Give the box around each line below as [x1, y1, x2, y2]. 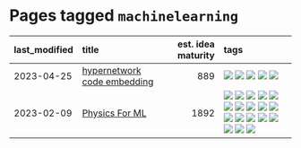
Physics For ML [82, 107, 147, 119]
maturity [177, 48, 215, 61]
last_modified [13, 43, 73, 56]
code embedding [82, 75, 154, 88]
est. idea [177, 38, 215, 50]
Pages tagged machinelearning [9, 5, 239, 26]
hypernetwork [82, 64, 142, 76]
